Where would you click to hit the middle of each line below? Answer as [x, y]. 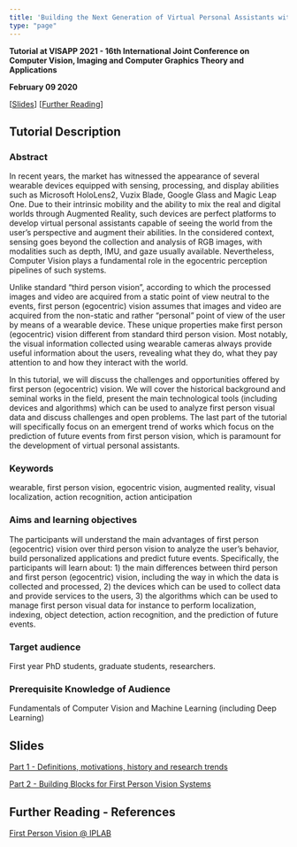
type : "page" [33, 26]
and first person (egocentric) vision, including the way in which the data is [144, 577]
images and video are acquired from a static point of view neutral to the [139, 296]
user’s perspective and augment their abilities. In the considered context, [142, 233]
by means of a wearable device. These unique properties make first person [146, 325]
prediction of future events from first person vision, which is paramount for [145, 436]
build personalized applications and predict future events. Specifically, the [144, 558]
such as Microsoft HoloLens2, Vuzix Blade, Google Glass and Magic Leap [143, 195]
